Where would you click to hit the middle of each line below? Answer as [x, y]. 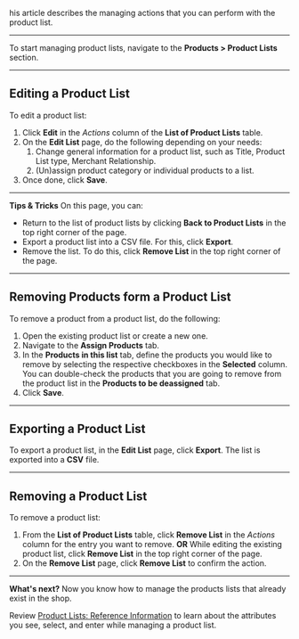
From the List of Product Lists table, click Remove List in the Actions [149, 535]
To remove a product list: [55, 518]
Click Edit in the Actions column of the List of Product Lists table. [142, 132]
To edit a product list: [48, 115]
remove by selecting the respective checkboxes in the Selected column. [154, 364]
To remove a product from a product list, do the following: [115, 318]
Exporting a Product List [77, 429]
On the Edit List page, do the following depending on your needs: [142, 142]
